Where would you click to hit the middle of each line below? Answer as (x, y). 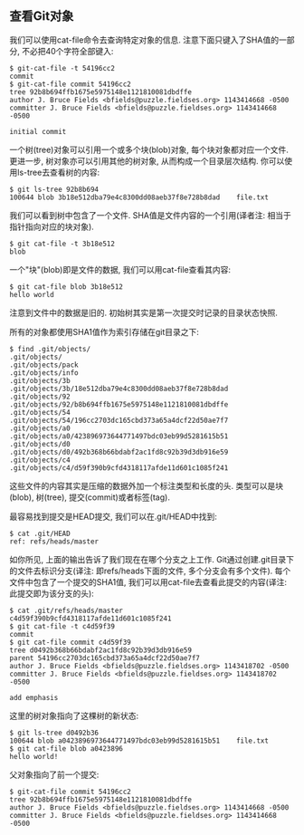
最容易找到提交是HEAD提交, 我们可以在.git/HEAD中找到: (113, 516)
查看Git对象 (42, 16)
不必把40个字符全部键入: (67, 51)
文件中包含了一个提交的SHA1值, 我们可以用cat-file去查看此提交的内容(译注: (148, 581)
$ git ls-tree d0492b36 (54, 733)
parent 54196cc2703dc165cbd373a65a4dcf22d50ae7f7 (105, 658)
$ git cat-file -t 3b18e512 (62, 244)
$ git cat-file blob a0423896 (66, 749)
